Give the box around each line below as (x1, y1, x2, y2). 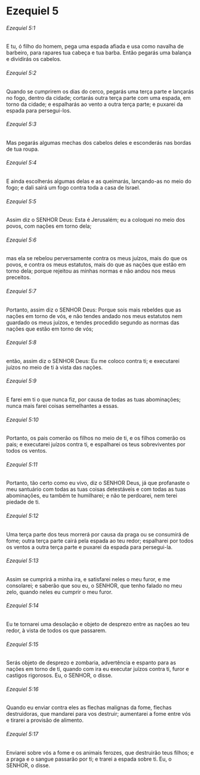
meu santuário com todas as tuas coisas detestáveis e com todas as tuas (6, 486, 186, 493)
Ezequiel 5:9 (6, 377, 37, 385)
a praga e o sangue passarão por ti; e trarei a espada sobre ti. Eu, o (6, 755, 172, 762)
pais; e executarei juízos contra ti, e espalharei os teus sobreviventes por (6, 441, 186, 448)
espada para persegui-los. (6, 106, 72, 114)
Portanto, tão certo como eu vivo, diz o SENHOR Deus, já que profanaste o (6, 480, 190, 487)
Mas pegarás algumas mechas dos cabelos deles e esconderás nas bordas (6, 139, 192, 146)
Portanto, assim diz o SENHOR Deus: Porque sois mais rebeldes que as (6, 306, 181, 313)
